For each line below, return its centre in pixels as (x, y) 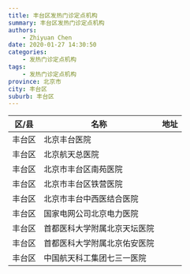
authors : (22, 30)
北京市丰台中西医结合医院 (91, 199)
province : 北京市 (35, 81)
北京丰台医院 (68, 140)
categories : (28, 52)
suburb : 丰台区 (31, 96)
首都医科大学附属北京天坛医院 (99, 228)
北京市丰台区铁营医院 (84, 184)
